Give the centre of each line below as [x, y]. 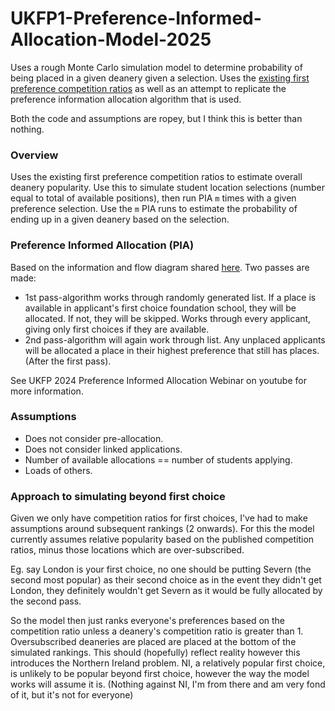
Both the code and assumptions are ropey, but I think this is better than [156, 118]
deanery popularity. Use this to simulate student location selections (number [167, 188]
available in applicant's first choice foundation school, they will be [160, 308]
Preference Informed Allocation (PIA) [102, 245]
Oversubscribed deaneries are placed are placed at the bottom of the [153, 642]
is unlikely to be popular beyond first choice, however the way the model [160, 674]
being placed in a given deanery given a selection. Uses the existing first [160, 78]
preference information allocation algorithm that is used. [126, 99]
